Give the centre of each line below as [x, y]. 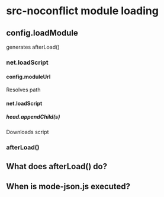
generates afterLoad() [33, 47]
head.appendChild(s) [33, 117]
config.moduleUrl [28, 77]
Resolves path [23, 90]
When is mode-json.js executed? [68, 187]
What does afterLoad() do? [57, 166]
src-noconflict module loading [82, 11]
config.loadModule [42, 33]
